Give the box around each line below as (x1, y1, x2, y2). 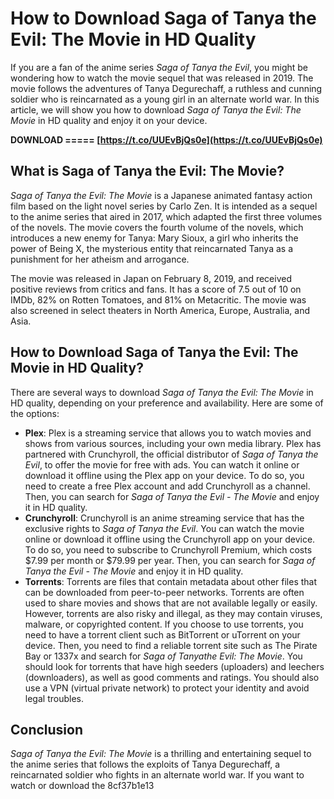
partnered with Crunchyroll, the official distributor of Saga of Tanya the (24, 448, 319, 460)
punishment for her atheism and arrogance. (10, 253, 190, 265)
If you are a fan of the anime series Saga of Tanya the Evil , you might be (10, 61, 309, 73)
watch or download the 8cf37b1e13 (10, 780, 155, 792)
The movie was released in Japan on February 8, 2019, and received (10, 272, 293, 284)
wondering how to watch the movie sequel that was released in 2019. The (10, 72, 314, 84)
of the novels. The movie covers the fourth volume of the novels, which (10, 221, 304, 233)
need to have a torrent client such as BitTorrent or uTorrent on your (24, 628, 301, 641)
